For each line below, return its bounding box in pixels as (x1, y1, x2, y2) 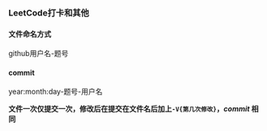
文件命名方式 (8, 28, 51, 38)
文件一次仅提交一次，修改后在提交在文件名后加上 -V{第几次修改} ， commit (8, 104, 250, 114)
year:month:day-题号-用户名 (8, 87, 103, 97)
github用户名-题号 (8, 49, 69, 59)
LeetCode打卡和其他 (8, 7, 89, 18)
